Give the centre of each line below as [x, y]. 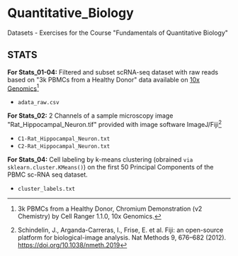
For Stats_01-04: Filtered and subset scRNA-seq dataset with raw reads [113, 72]
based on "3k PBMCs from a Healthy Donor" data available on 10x [104, 79]
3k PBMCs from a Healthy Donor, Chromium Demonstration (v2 [110, 209]
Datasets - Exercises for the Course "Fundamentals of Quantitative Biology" [118, 33]
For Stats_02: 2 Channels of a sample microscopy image [90, 116]
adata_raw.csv [38, 103]
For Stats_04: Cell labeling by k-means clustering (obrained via [100, 160]
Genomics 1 [23, 88]
